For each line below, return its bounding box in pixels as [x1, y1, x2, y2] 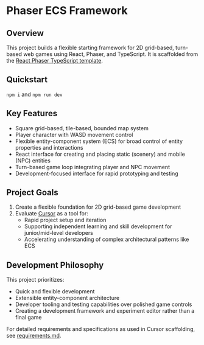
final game [15, 314, 42, 321]
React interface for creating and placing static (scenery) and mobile [15, 150, 186, 158]
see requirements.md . [6, 332, 62, 340]
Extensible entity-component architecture [15, 294, 120, 302]
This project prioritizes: [6, 276, 65, 284]
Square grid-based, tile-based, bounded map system [15, 124, 149, 131]
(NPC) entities [15, 156, 51, 164]
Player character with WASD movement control [15, 131, 133, 138]
